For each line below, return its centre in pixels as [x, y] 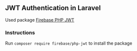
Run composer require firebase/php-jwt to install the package [69, 43]
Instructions [20, 32]
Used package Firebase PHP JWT [40, 20]
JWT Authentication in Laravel [53, 8]
